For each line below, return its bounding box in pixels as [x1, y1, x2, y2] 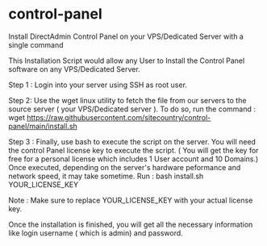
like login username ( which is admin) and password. [8, 227, 183, 238]
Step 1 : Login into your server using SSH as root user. [8, 80, 188, 90]
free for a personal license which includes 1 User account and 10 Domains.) [8, 154, 259, 164]
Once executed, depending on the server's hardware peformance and [8, 162, 241, 172]
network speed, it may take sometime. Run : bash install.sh [8, 171, 204, 181]
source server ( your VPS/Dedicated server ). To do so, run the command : [8, 104, 257, 114]
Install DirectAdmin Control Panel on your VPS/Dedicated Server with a [8, 31, 244, 41]
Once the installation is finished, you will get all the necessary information [8, 219, 253, 229]
